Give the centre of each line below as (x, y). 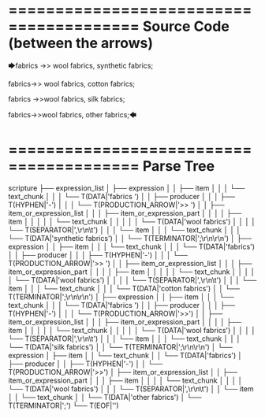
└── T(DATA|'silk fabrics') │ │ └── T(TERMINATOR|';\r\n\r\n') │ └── (120, 346)
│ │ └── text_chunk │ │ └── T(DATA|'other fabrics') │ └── (105, 397)
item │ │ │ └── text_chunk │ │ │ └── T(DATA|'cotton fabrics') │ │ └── (124, 288)
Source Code (186, 26)
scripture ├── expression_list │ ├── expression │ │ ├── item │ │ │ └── (127, 188)
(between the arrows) (81, 43)
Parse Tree (179, 166)
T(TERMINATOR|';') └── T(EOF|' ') (64, 405)
